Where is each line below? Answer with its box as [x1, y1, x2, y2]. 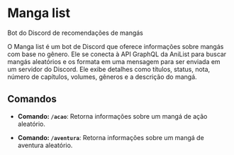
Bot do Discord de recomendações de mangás [7, 28, 143, 37]
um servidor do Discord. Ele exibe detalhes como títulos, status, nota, [7, 65, 211, 73]
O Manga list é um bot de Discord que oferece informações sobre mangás [7, 42, 224, 50]
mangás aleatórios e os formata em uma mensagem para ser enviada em [7, 57, 221, 65]
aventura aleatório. [17, 141, 73, 149]
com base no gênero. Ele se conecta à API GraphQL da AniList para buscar [7, 50, 227, 58]
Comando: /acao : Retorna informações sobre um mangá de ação [17, 112, 208, 120]
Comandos [7, 93, 57, 105]
